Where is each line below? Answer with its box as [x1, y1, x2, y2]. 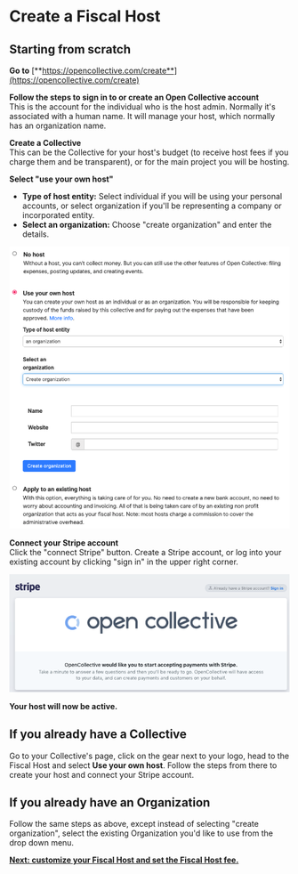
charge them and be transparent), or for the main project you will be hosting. [9, 157, 290, 166]
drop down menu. [9, 838, 74, 848]
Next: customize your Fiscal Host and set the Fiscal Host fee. [9, 854, 239, 865]
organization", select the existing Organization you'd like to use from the [9, 828, 274, 838]
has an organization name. [9, 120, 107, 131]
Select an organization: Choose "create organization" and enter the [21, 220, 272, 230]
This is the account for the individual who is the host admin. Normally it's [9, 101, 276, 112]
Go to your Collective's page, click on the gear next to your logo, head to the [9, 750, 290, 761]
